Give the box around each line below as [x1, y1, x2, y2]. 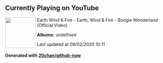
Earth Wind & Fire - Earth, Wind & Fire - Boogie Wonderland [37, 17, 158, 23]
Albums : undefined [37, 31, 77, 37]
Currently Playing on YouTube [5, 4, 99, 12]
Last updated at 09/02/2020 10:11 [37, 41, 105, 47]
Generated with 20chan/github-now [5, 53, 81, 59]
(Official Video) [37, 22, 68, 28]
